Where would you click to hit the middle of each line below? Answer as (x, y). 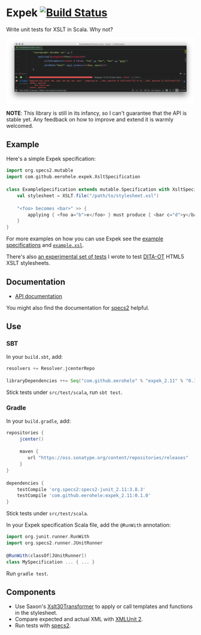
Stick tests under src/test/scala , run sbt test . (64, 392)
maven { (29, 451)
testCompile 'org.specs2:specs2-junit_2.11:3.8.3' (81, 489)
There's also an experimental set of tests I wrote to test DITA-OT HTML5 (95, 257)
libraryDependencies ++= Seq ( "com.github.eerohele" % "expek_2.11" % (95, 381)
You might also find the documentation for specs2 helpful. (78, 308)
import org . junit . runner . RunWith (48, 537)
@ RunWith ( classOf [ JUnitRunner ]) (46, 555)
